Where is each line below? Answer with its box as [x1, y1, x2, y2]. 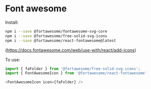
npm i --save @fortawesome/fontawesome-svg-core [5, 29, 107, 34]
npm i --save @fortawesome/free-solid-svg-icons [5, 33, 107, 39]
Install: [5, 19, 19, 25]
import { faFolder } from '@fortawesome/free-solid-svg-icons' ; [5, 66, 141, 71]
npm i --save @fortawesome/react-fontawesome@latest [5, 38, 116, 43]
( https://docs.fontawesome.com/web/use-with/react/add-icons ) [5, 47, 137, 53]
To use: [5, 56, 21, 62]
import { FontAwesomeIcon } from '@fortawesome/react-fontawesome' [5, 71, 148, 76]
